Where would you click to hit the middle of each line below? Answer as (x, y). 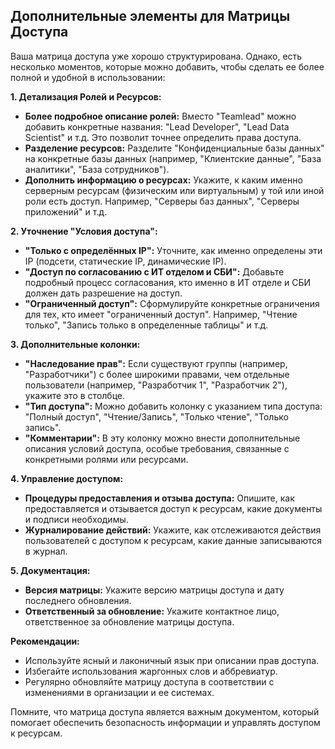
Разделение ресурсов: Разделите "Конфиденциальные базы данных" (174, 148)
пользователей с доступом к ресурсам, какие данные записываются (173, 540)
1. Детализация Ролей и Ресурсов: (86, 96)
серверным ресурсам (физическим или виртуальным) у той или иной (174, 190)
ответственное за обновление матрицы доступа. (129, 621)
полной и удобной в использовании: (88, 77)
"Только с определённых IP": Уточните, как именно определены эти (173, 250)
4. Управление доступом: (67, 478)
